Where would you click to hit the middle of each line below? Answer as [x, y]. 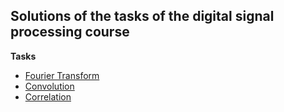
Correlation [48, 96]
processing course [70, 32]
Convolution [49, 86]
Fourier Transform [62, 75]
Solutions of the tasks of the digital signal [142, 16]
